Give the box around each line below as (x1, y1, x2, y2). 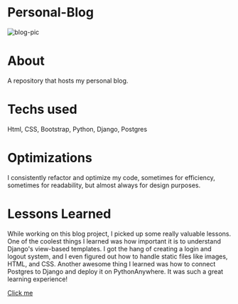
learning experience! (7, 275, 68, 283)
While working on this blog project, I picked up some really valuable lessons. (7, 229, 232, 238)
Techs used (7, 101, 77, 117)
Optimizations (7, 150, 92, 166)
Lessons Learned (7, 206, 112, 221)
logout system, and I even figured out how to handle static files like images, (7, 252, 228, 261)
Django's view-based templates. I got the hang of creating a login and (7, 244, 212, 253)
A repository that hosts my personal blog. (7, 76, 129, 85)
